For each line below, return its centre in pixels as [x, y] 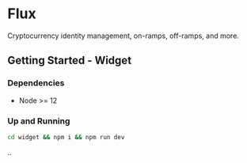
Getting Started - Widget [70, 61]
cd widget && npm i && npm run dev [66, 137]
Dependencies [36, 83]
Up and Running [39, 121]
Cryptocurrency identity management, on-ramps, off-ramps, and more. [123, 36]
